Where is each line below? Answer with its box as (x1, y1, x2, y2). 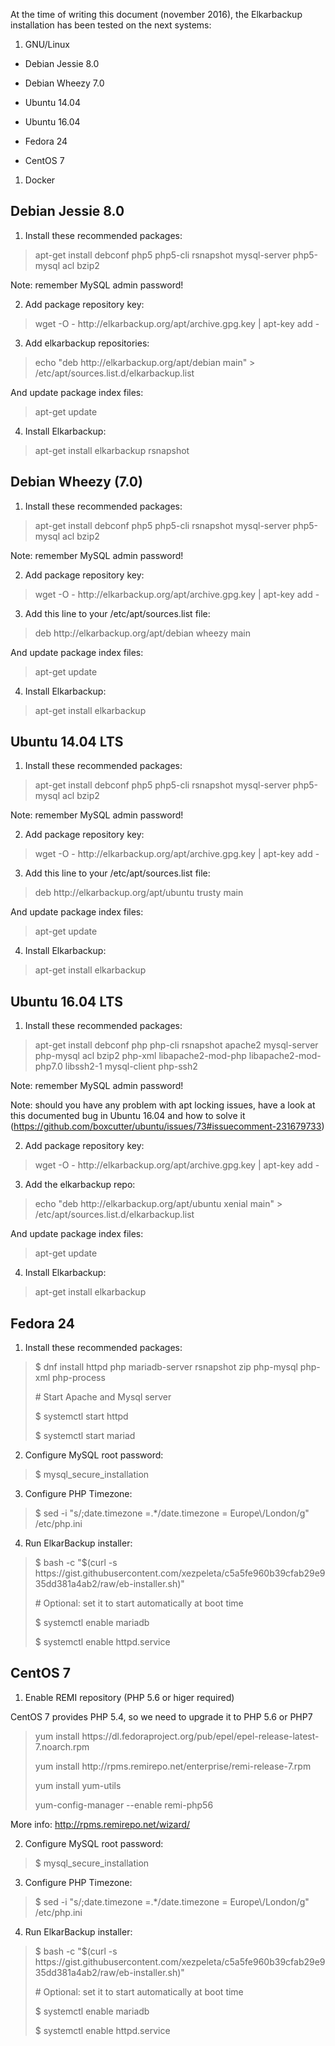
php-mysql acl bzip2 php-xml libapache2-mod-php (34, 1050, 247, 1062)
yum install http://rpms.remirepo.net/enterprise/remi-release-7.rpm (34, 1760, 312, 1772)
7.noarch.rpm (34, 1740, 90, 1753)
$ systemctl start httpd (34, 1410, 129, 1423)
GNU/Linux (24, 39, 70, 50)
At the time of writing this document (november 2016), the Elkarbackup (10, 9, 303, 20)
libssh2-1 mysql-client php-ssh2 (64, 1060, 198, 1073)
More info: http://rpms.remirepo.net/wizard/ (10, 1818, 191, 1830)
